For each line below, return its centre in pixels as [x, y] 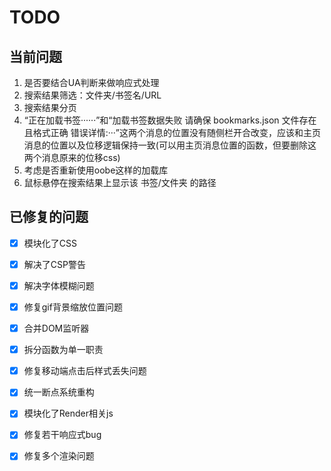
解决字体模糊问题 [59, 285]
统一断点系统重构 [59, 392]
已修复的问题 [49, 217]
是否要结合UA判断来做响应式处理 [91, 82]
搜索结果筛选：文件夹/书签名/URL [92, 95]
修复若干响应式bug [62, 435]
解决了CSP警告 [54, 264]
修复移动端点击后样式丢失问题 [85, 371]
